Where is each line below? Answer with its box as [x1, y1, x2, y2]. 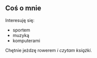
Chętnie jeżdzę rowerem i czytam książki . [5, 47, 92, 53]
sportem [12, 27, 30, 33]
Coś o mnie [5, 4, 41, 12]
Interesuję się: [5, 17, 34, 23]
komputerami [12, 37, 40, 43]
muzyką [12, 32, 29, 38]
